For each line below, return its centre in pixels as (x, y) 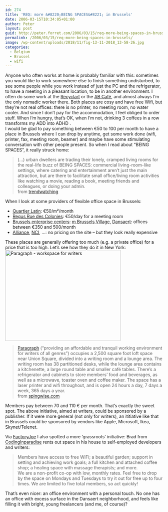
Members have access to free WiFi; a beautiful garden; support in (85, 457)
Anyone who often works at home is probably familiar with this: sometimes (82, 75)
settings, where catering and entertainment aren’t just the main (82, 170)
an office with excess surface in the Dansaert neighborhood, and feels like (82, 499)
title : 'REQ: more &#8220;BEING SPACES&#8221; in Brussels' (69, 15)
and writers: (17, 447)
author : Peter (20, 24)
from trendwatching (38, 192)
